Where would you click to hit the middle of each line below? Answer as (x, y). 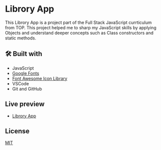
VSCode (20, 83)
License (17, 131)
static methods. (21, 38)
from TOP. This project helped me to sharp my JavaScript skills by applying (81, 27)
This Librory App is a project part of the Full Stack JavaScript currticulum (79, 22)
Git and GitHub (27, 89)
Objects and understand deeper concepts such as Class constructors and (79, 33)
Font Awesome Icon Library (40, 78)
